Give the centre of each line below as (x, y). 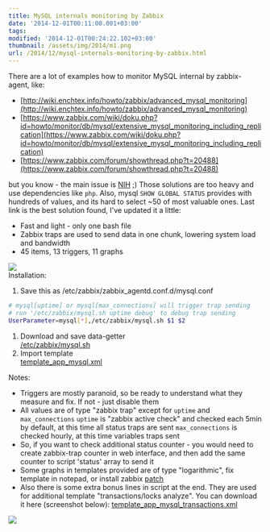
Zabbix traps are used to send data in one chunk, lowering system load (138, 234)
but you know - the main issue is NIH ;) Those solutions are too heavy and (131, 185)
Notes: (19, 377)
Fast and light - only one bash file (75, 226)
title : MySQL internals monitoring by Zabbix (86, 16)
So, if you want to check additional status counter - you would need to (137, 444)
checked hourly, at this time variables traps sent (100, 435)
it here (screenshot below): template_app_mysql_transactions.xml (129, 504)
